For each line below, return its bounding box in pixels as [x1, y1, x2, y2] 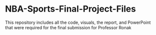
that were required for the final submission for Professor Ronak [5, 24, 132, 30]
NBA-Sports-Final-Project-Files [5, 3, 136, 15]
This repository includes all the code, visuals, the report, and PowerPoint [5, 19, 151, 25]
